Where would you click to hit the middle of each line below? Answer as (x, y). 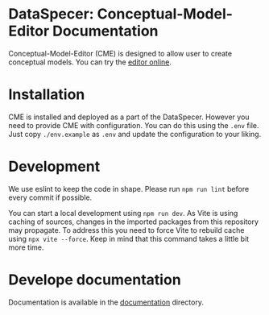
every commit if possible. (50, 197)
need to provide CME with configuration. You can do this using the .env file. (134, 125)
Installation (47, 95)
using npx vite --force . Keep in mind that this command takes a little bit (129, 238)
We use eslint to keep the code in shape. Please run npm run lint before (129, 189)
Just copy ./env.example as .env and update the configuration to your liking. (135, 134)
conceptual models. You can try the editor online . (90, 62)
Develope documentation (95, 280)
